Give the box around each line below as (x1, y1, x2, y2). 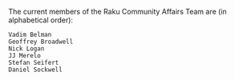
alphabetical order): (8, 15, 74, 25)
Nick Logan (8, 45, 45, 53)
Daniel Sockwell (8, 66, 63, 74)
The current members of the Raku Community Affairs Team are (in (8, 7, 227, 16)
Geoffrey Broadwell (8, 38, 74, 46)
